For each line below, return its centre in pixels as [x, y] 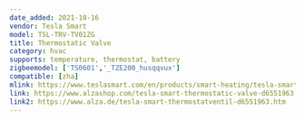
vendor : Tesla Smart [49, 26]
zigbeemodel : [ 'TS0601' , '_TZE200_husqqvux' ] [95, 69]
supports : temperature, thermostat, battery [95, 60]
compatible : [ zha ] [44, 77]
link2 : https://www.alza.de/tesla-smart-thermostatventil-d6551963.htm [148, 102]
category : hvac [38, 51]
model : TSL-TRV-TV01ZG [52, 34]
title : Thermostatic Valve [60, 43]
